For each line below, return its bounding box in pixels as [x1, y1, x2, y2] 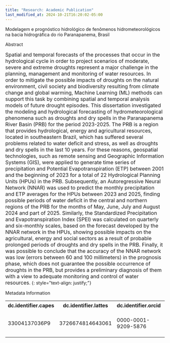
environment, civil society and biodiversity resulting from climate [5, 83, 159, 90]
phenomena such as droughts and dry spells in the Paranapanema [5, 115, 163, 122]
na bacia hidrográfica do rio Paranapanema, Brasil [5, 31, 110, 37]
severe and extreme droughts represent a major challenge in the [5, 64, 158, 71]
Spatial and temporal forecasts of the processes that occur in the [5, 51, 160, 58]
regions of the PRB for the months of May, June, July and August [5, 203, 160, 210]
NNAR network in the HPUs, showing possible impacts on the [5, 228, 152, 236]
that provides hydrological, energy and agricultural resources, [5, 127, 153, 134]
